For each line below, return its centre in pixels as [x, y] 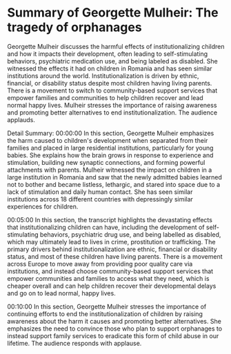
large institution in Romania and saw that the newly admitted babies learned [115, 177]
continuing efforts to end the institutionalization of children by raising [105, 314]
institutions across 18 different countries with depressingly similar [100, 199]
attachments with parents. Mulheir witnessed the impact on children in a [110, 170]
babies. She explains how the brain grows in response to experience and [110, 155]
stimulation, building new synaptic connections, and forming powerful [106, 162]
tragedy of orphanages [75, 27]
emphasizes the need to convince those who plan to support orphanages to [115, 328]
